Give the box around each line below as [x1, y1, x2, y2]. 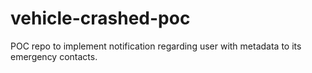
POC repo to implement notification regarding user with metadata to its [10, 40, 302, 52]
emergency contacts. [10, 50, 98, 62]
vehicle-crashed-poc [10, 7, 191, 30]
